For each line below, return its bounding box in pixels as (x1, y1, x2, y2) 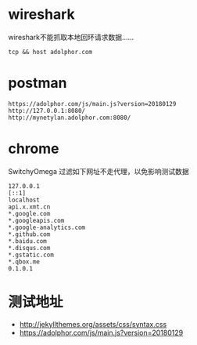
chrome (8, 140, 60, 158)
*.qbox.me (8, 257, 41, 266)
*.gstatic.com (8, 251, 55, 259)
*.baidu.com (8, 237, 47, 245)
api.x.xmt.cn (8, 202, 51, 211)
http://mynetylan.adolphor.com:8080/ (8, 114, 131, 122)
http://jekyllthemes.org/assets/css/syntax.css (19, 319, 167, 329)
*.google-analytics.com (8, 223, 86, 231)
